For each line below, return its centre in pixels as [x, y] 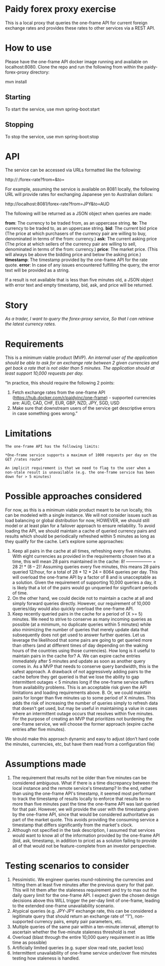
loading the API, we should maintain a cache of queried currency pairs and [81, 531]
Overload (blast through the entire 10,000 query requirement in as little [83, 937]
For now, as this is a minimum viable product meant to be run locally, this [79, 510]
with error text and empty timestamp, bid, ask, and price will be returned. [79, 285]
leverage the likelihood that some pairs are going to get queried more [82, 640]
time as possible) [29, 943]
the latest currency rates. [31, 324]
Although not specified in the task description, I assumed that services [84, 830]
